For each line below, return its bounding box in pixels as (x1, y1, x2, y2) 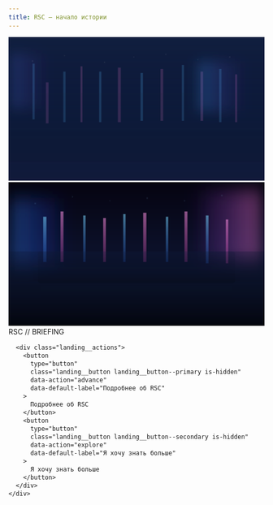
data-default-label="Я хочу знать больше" (29, 449, 176, 457)
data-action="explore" (29, 441, 107, 449)
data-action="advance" (29, 376, 107, 384)
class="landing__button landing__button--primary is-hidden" (29, 368, 242, 376)
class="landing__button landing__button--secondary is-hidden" (29, 433, 249, 441)
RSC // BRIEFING (8, 326, 65, 336)
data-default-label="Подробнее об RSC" (29, 384, 165, 392)
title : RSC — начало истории (8, 13, 107, 21)
